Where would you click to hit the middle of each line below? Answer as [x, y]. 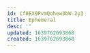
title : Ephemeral [32, 20]
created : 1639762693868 [41, 39]
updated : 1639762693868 [41, 33]
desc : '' [19, 26]
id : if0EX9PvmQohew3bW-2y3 [45, 13]
